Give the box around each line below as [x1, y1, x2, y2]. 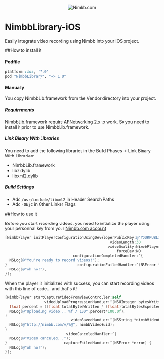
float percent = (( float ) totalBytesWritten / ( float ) [9, 304, 121, 309]
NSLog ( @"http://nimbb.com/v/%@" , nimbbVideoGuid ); [9, 322, 115, 327]
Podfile [5, 59, 20, 65]
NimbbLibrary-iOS [5, 22, 81, 33]
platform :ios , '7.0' [5, 69, 49, 74]
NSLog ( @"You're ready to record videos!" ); [9, 258, 99, 263]
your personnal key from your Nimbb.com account [5, 225, 106, 231]
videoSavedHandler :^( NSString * [70, 318, 137, 323]
